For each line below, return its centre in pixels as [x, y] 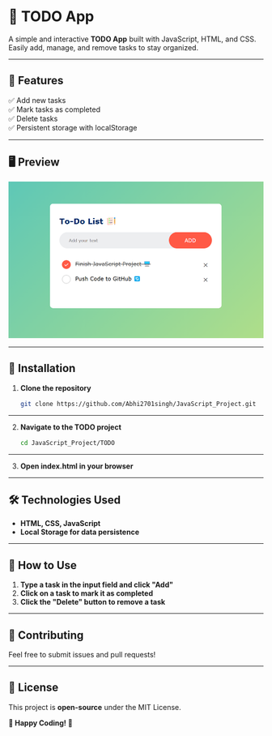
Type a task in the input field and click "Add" [97, 585]
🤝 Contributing [46, 635]
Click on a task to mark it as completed [87, 593]
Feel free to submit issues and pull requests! [82, 655]
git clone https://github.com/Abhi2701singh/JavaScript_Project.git [138, 404]
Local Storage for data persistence [80, 532]
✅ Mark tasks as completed [55, 109]
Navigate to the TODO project [70, 427]
